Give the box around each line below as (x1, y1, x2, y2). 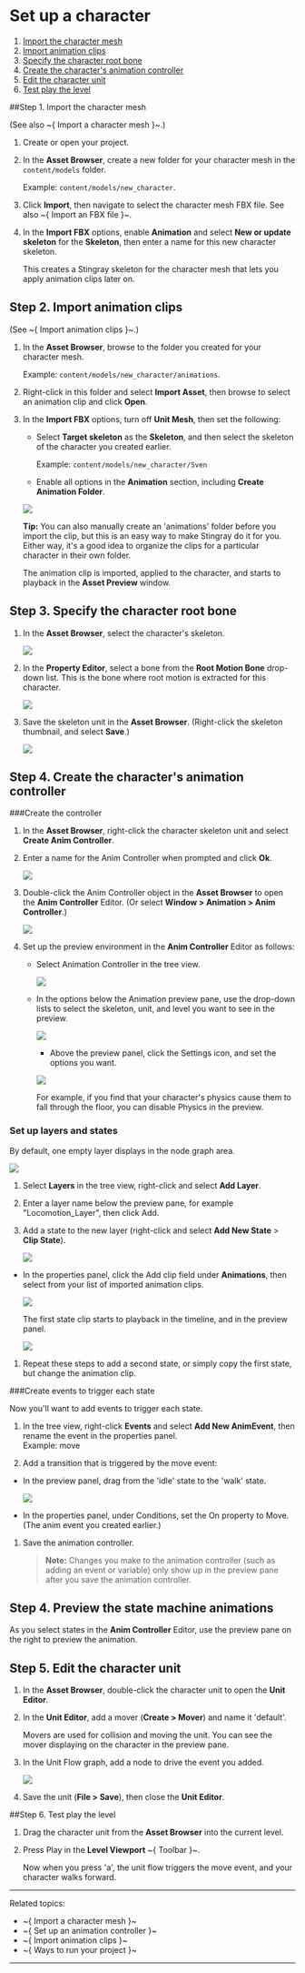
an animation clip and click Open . (22, 396, 148, 407)
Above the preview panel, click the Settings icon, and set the (49, 1047, 277, 1058)
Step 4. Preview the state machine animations (9, 1601, 274, 1616)
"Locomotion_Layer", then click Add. (22, 1207, 160, 1218)
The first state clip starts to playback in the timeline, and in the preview (22, 1313, 288, 1324)
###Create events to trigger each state (9, 1385, 155, 1396)
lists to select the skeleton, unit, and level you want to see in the (35, 1003, 275, 1015)
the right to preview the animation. (9, 1634, 138, 1645)
